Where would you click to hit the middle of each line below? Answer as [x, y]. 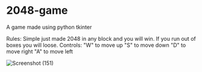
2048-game [37, 10]
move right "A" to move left [40, 51]
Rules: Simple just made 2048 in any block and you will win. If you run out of [101, 38]
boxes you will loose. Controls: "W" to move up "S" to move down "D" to [96, 45]
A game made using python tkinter [49, 27]
